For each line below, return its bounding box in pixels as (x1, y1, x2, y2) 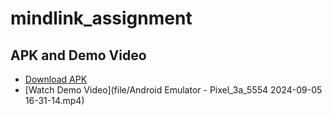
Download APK (24, 73, 88, 85)
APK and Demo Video (10, 47, 147, 64)
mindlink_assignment (10, 7, 193, 30)
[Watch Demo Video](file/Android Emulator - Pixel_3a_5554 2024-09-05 (24, 84, 323, 96)
